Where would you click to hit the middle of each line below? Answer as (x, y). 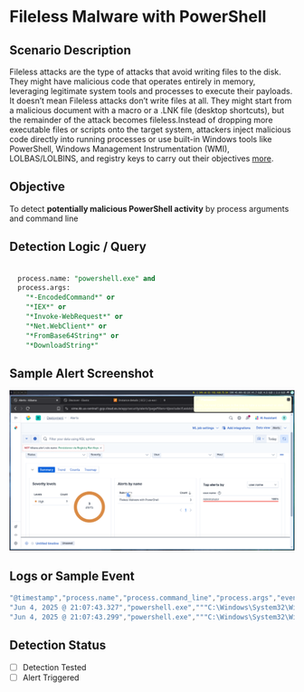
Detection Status (58, 645)
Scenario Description (70, 50)
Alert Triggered (51, 678)
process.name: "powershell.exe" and (86, 278)
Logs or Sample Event (72, 576)
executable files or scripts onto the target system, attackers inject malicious (150, 130)
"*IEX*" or (46, 307)
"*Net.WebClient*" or (66, 326)
